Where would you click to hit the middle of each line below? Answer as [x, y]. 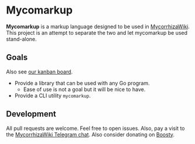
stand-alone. [21, 39]
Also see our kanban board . [40, 72]
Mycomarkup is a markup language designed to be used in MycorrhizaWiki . [98, 26]
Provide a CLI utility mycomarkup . [52, 95]
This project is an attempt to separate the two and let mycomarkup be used [97, 32]
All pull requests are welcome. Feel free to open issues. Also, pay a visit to [95, 128]
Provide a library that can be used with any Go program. [82, 83]
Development [31, 114]
